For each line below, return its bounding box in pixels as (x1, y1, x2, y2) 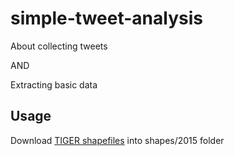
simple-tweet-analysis (10, 7, 203, 30)
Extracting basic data (10, 78, 98, 91)
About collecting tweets (10, 40, 108, 52)
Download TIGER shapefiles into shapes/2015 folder (10, 134, 225, 146)
